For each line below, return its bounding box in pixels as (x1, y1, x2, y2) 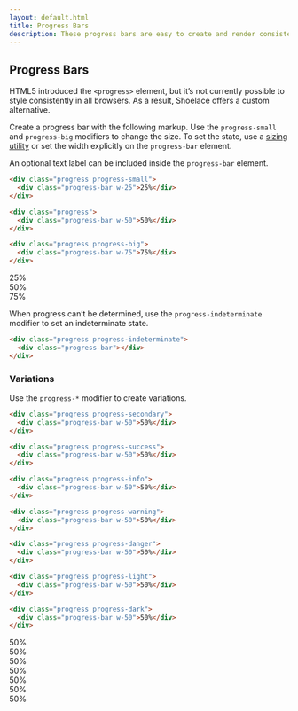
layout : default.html (9, 12, 90, 22)
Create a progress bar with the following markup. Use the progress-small (9, 121, 277, 133)
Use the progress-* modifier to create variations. (9, 392, 187, 403)
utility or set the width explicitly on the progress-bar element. (9, 141, 232, 152)
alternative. (9, 105, 51, 115)
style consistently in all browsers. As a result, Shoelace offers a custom (9, 95, 270, 106)
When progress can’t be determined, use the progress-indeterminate (9, 309, 263, 319)
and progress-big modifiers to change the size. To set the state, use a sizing (9, 131, 288, 142)
